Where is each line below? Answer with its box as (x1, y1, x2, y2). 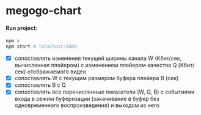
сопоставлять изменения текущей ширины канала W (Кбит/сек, (14, 54, 182, 62)
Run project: (5, 24, 38, 31)
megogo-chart (5, 4, 82, 18)
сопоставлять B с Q (14, 81, 67, 89)
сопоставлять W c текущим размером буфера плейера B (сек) (14, 75, 179, 82)
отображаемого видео (27, 68, 87, 75)
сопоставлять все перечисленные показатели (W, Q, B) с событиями (14, 88, 195, 95)
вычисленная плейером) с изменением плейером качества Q (14, 62, 177, 69)
